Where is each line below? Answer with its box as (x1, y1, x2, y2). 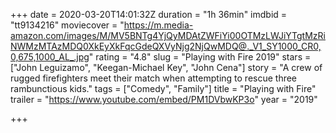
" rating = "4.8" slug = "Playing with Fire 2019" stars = (88, 51, 312, 63)
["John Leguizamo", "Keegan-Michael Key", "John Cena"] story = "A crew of (10, 62, 323, 73)
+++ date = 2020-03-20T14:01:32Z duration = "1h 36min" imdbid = (10, 9, 288, 20)
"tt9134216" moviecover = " (10, 19, 125, 31)
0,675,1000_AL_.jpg (10, 51, 90, 63)
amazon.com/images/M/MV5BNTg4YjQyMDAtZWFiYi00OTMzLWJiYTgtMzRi (10, 30, 326, 41)
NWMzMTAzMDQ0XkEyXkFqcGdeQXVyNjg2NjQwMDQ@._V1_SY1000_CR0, (10, 40, 322, 52)
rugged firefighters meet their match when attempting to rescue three (10, 72, 298, 84)
